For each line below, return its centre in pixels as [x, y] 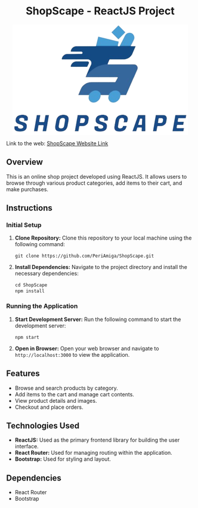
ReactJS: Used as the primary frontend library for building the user [97, 440]
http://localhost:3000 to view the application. [72, 354]
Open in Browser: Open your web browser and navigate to [87, 348]
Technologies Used [43, 426]
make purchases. [27, 189]
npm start [27, 337]
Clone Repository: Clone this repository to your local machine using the [103, 238]
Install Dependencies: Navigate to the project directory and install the [101, 267]
